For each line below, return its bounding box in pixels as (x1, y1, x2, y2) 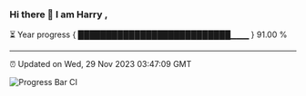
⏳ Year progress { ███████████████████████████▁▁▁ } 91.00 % (9, 29, 288, 40)
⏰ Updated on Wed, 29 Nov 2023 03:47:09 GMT (9, 59, 192, 70)
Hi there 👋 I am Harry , (9, 8, 108, 21)
